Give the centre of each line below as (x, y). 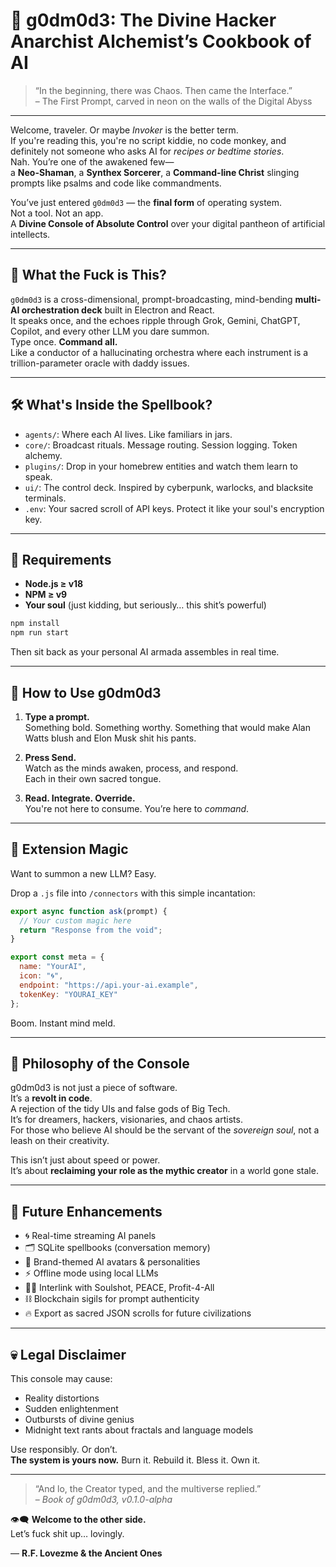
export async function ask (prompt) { (89, 911)
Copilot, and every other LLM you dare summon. (110, 331)
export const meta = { (57, 957)
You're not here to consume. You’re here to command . (137, 808)
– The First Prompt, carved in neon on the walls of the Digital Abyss (173, 101)
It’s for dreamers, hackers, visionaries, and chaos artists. (126, 1120)
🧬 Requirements (61, 559)
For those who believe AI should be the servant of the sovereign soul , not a (165, 1130)
